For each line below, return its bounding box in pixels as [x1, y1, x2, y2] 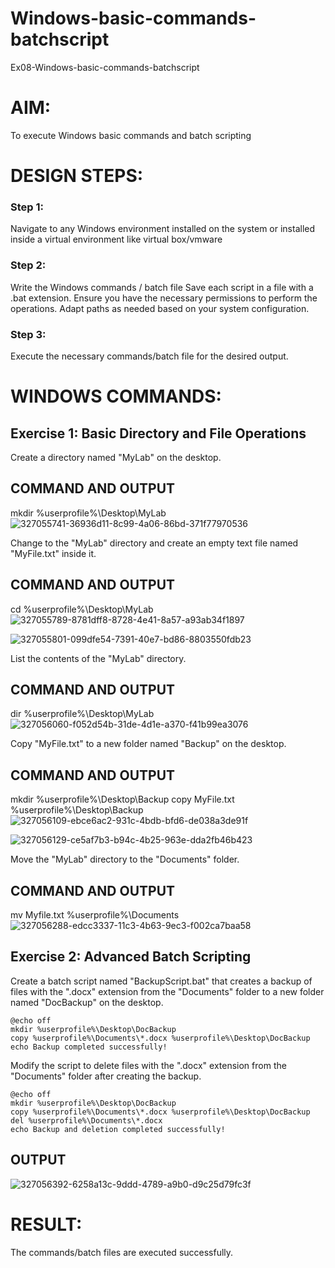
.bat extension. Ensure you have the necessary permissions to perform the [10, 292, 318, 304]
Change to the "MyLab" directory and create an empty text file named [10, 537, 299, 549]
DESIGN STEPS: [10, 165, 144, 187]
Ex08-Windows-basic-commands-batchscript [10, 61, 200, 73]
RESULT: [10, 1213, 83, 1236]
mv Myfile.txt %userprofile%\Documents [10, 909, 180, 921]
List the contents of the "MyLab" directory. [10, 652, 187, 664]
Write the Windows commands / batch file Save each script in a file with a [10, 281, 314, 293]
